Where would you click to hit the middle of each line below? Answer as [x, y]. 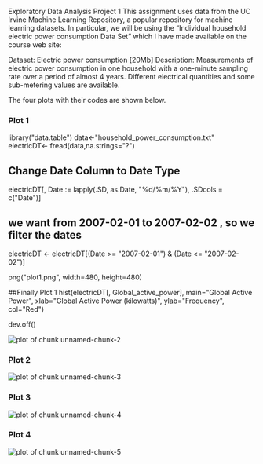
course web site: [35, 45]
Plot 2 [20, 360]
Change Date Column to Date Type [94, 171]
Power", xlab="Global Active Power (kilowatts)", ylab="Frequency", [117, 301]
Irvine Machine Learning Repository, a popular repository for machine [121, 20]
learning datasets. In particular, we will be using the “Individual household [127, 28]
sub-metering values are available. [64, 85]
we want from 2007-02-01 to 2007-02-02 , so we [131, 223]
